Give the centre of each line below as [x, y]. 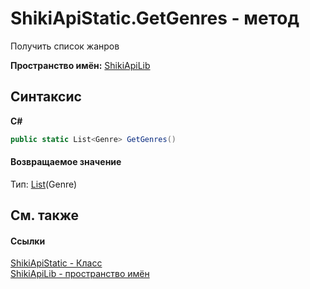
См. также [45, 215]
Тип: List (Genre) [44, 184]
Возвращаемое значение [66, 162]
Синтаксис [46, 97]
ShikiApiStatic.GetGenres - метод [155, 18]
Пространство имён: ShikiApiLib [80, 65]
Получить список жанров [65, 46]
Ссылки [28, 241]
